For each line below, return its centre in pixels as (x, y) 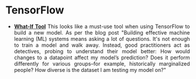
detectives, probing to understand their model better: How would (102, 51)
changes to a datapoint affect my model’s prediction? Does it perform (102, 57)
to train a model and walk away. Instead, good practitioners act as (102, 45)
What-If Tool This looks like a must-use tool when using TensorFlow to (102, 26)
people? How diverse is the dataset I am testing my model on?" (90, 70)
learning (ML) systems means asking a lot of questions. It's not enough (102, 39)
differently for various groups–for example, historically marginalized (102, 63)
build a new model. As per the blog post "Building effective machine (102, 32)
